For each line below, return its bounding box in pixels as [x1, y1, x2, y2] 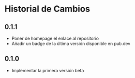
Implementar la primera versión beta [11, 67, 84, 73]
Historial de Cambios [4, 3, 90, 15]
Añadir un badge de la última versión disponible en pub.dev [11, 41, 131, 47]
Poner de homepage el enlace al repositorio [11, 35, 99, 41]
